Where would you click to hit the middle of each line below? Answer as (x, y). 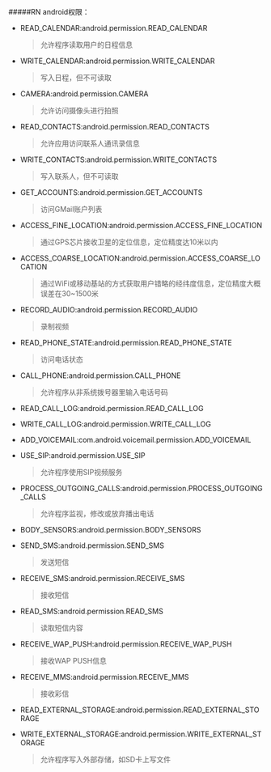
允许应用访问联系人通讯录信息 (90, 143)
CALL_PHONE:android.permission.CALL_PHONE (100, 375)
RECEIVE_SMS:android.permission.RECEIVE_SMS (102, 578)
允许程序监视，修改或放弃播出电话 (97, 513)
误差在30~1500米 (69, 293)
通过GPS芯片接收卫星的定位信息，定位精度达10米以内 (129, 242)
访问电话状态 (61, 359)
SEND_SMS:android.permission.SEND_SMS (92, 545)
